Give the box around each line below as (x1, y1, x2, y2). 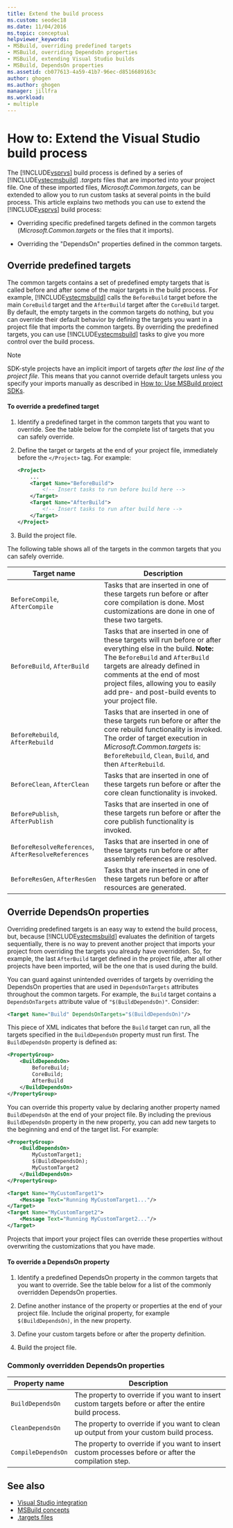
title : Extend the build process (7, 10, 104, 17)
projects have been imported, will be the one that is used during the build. (7, 961, 218, 970)
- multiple (7, 101, 39, 108)
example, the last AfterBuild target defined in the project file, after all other (7, 954, 222, 963)
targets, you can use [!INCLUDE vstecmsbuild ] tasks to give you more (7, 330, 205, 338)
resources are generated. (103, 882, 187, 892)
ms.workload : (7, 95, 45, 101)
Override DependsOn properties (7, 907, 149, 918)
